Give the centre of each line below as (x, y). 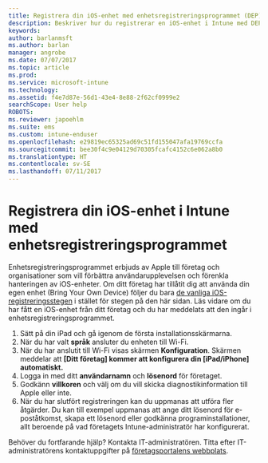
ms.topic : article (39, 68)
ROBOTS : (21, 113)
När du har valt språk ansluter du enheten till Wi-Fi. (104, 342)
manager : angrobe (37, 53)
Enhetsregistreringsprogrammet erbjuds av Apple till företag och (114, 267)
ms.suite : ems (32, 127)
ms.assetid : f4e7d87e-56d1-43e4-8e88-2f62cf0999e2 (94, 97)
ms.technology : (33, 90)
